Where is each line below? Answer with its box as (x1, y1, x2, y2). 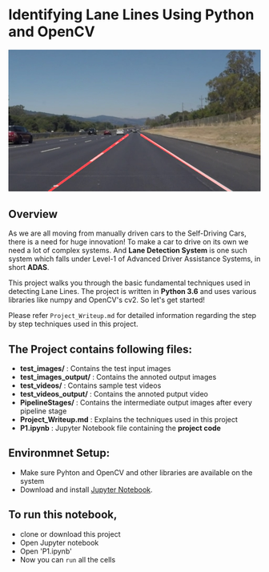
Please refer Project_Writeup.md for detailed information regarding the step (8, 311, 257, 320)
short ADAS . (8, 263, 50, 272)
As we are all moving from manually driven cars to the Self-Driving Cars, (8, 228, 247, 238)
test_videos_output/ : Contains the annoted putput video (19, 389, 208, 399)
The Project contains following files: (8, 342, 192, 356)
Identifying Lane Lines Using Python (8, 6, 255, 24)
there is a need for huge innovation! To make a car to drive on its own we (8, 237, 249, 247)
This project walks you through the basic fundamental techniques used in (8, 278, 251, 288)
